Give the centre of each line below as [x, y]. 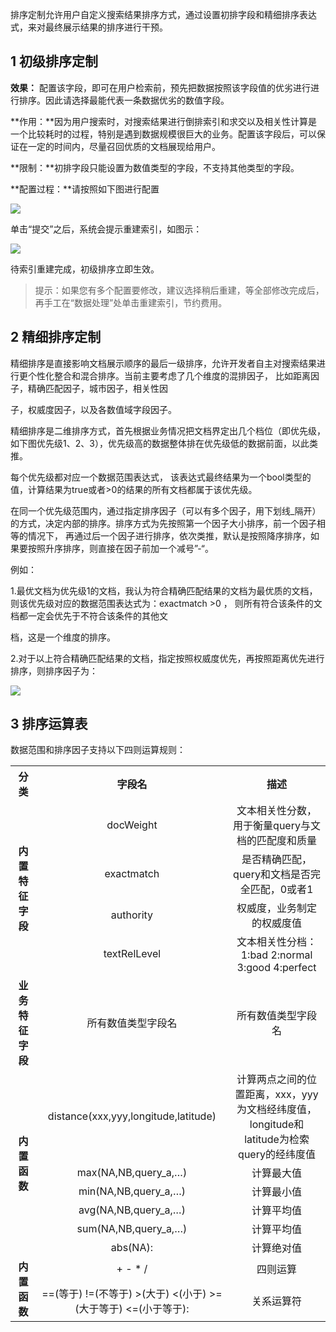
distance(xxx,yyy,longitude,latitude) [132, 1116]
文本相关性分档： [277, 942]
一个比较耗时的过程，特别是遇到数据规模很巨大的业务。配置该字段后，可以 [163, 134]
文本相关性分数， [277, 811]
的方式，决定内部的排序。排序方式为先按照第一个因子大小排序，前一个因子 [163, 523]
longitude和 [277, 1125]
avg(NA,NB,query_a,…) [132, 1210]
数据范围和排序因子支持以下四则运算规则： [98, 750]
